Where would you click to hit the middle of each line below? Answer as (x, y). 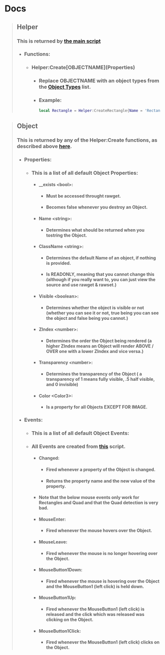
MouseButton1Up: (58, 598)
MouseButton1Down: (61, 570)
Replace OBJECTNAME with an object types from (99, 81)
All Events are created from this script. (79, 446)
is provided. (59, 263)
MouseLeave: (53, 542)
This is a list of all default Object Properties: (85, 173)
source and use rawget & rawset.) (81, 285)
